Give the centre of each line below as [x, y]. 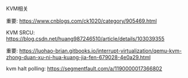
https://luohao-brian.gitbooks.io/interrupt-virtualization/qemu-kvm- [100, 51]
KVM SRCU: [20, 33]
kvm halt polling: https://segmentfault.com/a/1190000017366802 [84, 68]
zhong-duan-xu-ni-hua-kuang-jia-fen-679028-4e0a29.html [78, 57]
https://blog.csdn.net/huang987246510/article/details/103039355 [86, 39]
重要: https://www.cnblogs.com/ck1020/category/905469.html [81, 21]
